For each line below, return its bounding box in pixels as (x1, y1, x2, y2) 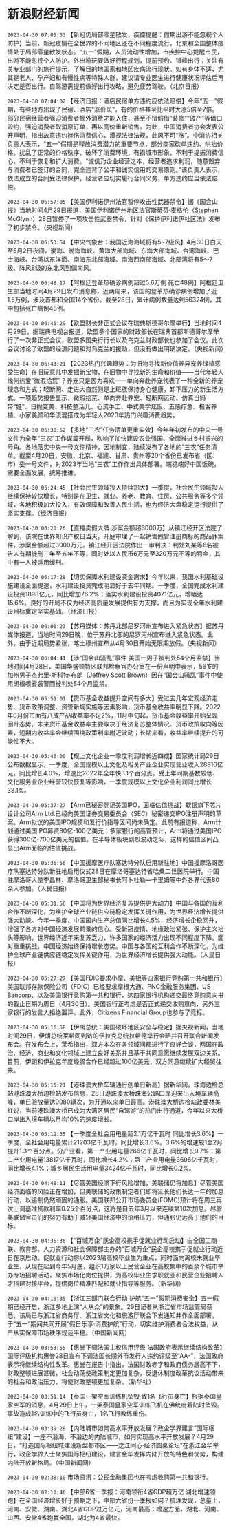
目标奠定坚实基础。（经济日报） (12, 607, 101, 615)
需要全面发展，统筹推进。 (7, 468, 80, 477)
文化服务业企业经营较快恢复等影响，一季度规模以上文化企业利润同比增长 (7, 777, 212, 786)
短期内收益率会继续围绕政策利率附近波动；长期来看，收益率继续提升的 (19, 728, 218, 737)
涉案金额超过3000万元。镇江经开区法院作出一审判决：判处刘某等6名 (19, 541, 213, 549)
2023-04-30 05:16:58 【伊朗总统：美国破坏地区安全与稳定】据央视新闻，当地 (7, 1023, 224, 1031)
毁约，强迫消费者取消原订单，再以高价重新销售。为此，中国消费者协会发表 (7, 122, 218, 131)
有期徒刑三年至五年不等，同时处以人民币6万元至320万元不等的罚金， (19, 549, 215, 558)
